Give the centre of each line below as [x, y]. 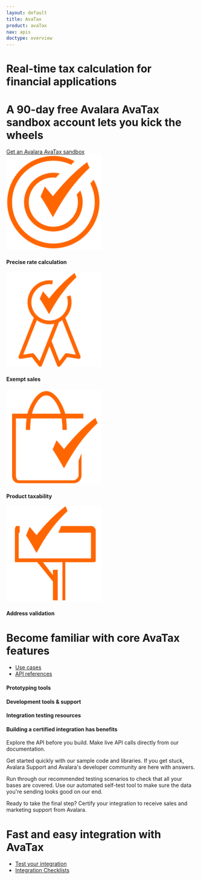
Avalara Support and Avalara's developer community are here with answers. [101, 767]
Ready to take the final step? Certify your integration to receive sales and [97, 803]
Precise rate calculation [37, 262]
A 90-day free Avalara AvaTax [83, 109]
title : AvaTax [24, 19]
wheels [25, 135]
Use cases [28, 667]
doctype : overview [29, 38]
